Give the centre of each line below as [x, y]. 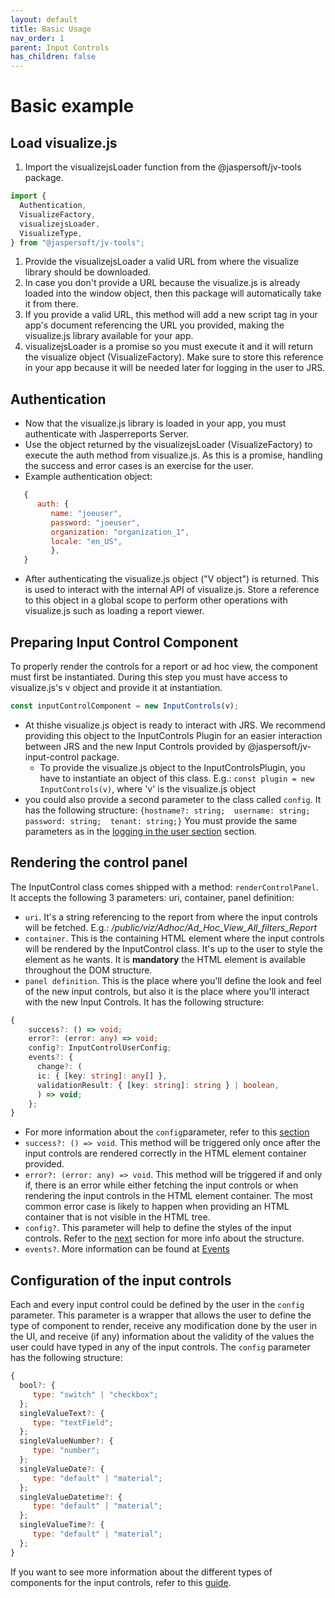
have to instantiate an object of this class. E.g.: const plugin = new [177, 778]
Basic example [72, 106]
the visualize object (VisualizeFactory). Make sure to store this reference [174, 357]
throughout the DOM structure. [88, 970]
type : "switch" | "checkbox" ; [95, 1394]
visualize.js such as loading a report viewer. [114, 611]
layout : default [44, 19]
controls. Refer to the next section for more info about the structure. [164, 1238]
